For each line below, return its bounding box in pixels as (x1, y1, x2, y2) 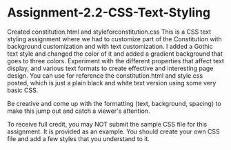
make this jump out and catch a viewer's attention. (7, 107, 150, 115)
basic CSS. (7, 86, 39, 94)
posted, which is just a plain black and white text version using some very (7, 78, 217, 87)
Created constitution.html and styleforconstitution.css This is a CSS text (7, 28, 212, 36)
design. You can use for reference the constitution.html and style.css (7, 71, 203, 80)
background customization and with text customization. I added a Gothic (7, 42, 213, 50)
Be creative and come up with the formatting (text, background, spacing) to (7, 99, 222, 107)
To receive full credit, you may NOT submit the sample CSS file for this (7, 120, 208, 128)
